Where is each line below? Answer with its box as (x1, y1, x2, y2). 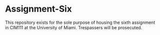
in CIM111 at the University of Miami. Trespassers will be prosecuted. (5, 24, 142, 30)
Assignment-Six (5, 3, 72, 15)
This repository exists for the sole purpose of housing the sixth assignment (5, 19, 156, 25)
